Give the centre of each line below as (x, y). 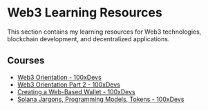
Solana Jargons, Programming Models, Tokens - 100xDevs (101, 99)
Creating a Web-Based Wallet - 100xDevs (76, 91)
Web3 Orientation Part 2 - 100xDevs (69, 85)
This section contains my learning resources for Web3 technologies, (104, 32)
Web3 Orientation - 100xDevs (59, 77)
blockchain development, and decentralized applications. (88, 38)
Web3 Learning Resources (85, 13)
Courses (26, 61)
